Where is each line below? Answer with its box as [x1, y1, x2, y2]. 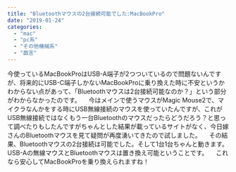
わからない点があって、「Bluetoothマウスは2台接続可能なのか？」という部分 [7, 87, 227, 95]
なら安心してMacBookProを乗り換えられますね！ [7, 157, 150, 166]
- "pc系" [13, 37, 39, 44]
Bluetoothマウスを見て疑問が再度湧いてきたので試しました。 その [25, 131, 222, 139]
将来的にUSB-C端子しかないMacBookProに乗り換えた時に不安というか [19, 78, 225, 86]
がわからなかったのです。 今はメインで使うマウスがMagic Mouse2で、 [7, 95, 218, 104]
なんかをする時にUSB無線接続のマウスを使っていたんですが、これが [25, 105, 223, 113]
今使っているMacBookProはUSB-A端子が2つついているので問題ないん [7, 70, 209, 78]
